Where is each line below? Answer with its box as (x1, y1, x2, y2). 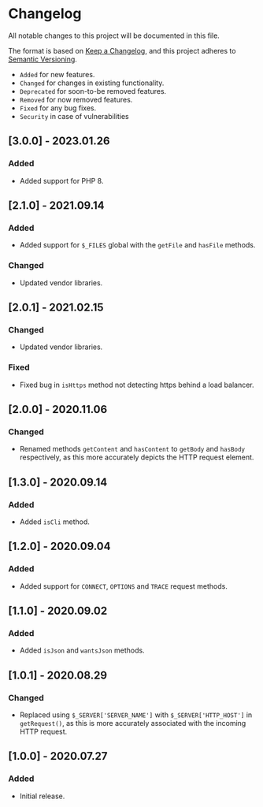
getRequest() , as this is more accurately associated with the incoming (19, 719, 246, 728)
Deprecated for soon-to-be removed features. (19, 86, 167, 95)
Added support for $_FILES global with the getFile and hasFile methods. (19, 240, 256, 250)
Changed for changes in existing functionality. (19, 78, 165, 87)
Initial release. (19, 791, 65, 801)
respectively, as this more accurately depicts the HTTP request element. (19, 452, 254, 462)
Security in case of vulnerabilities (19, 111, 129, 121)
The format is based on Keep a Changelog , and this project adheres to (8, 46, 236, 55)
